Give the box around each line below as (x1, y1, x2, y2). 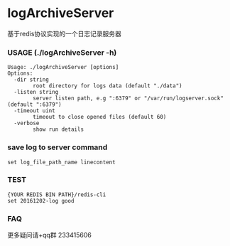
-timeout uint (13, 107, 55, 114)
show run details (33, 126, 84, 133)
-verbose (13, 119, 40, 127)
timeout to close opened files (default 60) (33, 114, 167, 121)
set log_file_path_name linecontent (7, 159, 116, 166)
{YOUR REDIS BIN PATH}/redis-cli (7, 191, 106, 198)
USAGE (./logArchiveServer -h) (7, 48, 117, 58)
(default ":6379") (7, 101, 62, 108)
